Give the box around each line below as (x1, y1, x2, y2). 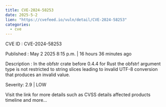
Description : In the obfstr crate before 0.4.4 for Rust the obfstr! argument (5, 61, 161, 67)
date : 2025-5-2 (5, 12, 38, 17)
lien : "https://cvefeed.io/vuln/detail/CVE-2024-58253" (5, 17, 127, 22)
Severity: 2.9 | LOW (5, 82, 47, 88)
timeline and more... (5, 97, 48, 103)
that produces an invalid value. (5, 72, 70, 78)
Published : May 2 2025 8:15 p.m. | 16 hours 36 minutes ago (5, 51, 132, 57)
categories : (5, 22, 31, 27)
